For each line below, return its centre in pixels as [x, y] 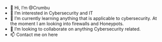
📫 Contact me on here [34, 34]
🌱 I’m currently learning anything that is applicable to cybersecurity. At [83, 18]
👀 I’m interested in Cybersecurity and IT [51, 13]
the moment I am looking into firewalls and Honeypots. [67, 23]
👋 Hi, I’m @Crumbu [30, 8]
